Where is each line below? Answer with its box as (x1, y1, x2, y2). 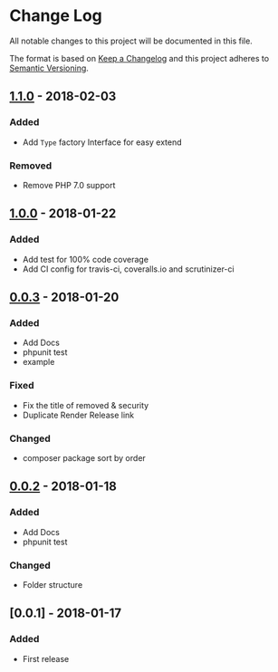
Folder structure (22, 579, 83, 590)
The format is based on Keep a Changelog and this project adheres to (9, 53, 270, 63)
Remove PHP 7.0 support (22, 179, 116, 190)
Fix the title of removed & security (22, 399, 149, 410)
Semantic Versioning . (9, 62, 89, 73)
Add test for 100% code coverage (22, 254, 149, 264)
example (22, 357, 55, 368)
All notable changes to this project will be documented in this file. (9, 35, 254, 46)
